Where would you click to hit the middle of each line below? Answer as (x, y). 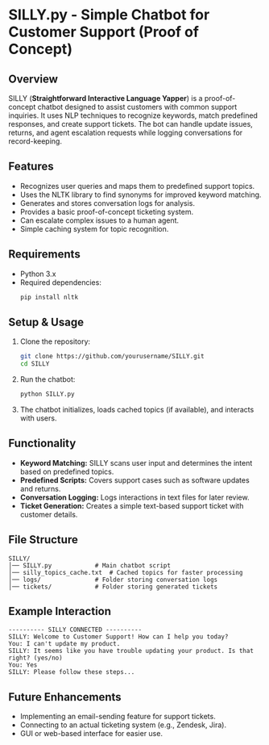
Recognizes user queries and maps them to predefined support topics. (137, 186)
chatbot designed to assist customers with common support (137, 107)
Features (31, 167)
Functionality (42, 444)
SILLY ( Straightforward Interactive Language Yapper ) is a (106, 98)
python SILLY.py (47, 394)
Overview (33, 79)
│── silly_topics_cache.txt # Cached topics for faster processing (126, 572)
